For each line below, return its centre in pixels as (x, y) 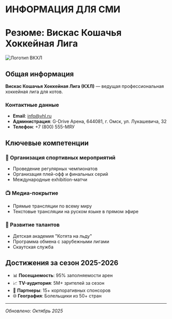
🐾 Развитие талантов (33, 225)
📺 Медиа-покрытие (32, 193)
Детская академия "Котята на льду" (52, 236)
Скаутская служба (33, 247)
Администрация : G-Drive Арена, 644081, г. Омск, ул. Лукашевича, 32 (90, 122)
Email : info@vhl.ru (32, 116)
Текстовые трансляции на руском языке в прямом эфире (76, 212)
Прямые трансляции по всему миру (52, 206)
